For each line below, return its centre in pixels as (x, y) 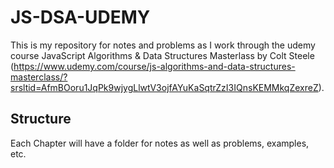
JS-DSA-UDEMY (80, 17)
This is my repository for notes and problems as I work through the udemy (163, 45)
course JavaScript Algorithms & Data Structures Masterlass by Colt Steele (162, 55)
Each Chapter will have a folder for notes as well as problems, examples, (160, 143)
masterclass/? (39, 77)
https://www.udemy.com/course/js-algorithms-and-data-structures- (154, 66)
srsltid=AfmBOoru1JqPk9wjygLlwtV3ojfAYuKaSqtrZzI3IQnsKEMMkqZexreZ (164, 87)
